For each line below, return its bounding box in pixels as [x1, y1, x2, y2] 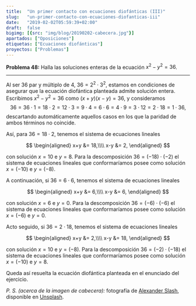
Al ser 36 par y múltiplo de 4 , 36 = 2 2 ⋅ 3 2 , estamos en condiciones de [6, 80, 175, 88]
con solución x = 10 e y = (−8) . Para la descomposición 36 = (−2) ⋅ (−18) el [6, 246, 187, 253]
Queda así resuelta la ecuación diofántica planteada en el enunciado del [6, 269, 180, 276]
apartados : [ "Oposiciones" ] [6, 36, 75, 41]
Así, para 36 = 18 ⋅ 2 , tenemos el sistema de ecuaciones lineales [6, 130, 160, 137]
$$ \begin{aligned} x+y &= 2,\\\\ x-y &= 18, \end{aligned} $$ [26, 234, 170, 241]
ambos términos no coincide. [6, 119, 76, 126]
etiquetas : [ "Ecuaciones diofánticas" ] [6, 41, 103, 47]
